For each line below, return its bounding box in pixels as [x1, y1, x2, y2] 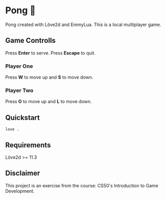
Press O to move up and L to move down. [5, 98, 92, 105]
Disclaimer [5, 169, 40, 178]
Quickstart [5, 113, 40, 122]
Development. [5, 188, 35, 194]
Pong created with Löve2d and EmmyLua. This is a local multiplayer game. [5, 21, 161, 28]
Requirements [5, 140, 51, 150]
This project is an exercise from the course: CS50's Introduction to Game [5, 182, 159, 188]
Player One [5, 62, 33, 69]
